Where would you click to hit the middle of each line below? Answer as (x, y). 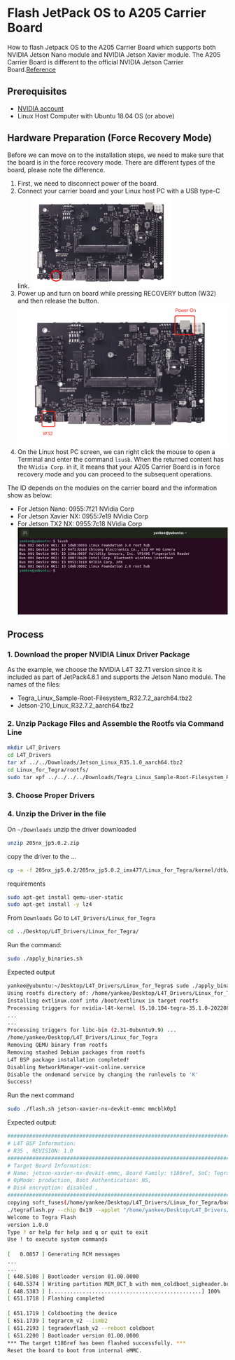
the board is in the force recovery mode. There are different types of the (111, 162)
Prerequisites (37, 91)
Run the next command (41, 1095)
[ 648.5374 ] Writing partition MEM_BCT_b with (78, 1284)
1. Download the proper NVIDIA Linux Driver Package (99, 654)
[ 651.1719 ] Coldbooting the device (62, 1314)
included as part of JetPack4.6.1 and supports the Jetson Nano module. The (116, 677)
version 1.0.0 (28, 1225)
